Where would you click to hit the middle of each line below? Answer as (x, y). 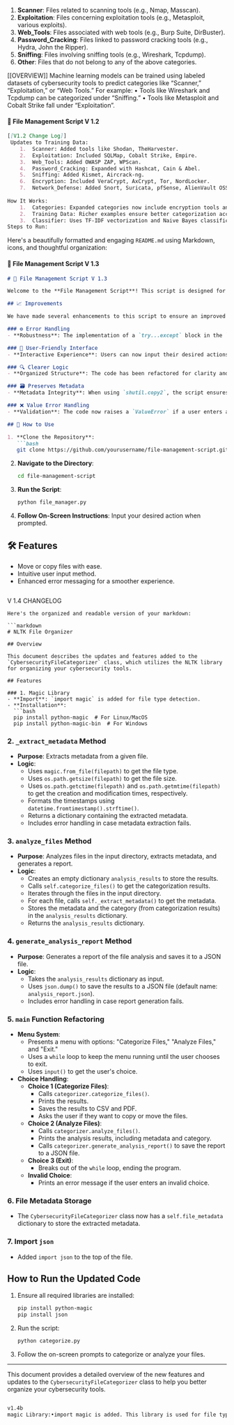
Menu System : (39, 1035)
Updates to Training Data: (49, 142)
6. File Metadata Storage (49, 1201)
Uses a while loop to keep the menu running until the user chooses (124, 1057)
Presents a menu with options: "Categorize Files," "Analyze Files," (122, 1042)
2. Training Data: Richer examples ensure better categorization (118, 214)
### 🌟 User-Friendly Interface (53, 348)
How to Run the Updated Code (74, 1279)
